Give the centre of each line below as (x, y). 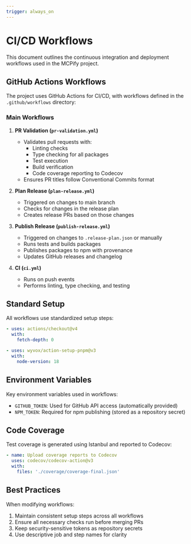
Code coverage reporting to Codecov (78, 173)
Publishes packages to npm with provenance (78, 250)
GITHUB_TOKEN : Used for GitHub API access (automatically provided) (96, 405)
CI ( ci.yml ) (28, 268)
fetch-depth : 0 (35, 340)
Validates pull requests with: (58, 141)
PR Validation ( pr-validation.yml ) (56, 130)
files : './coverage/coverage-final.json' (68, 472)
